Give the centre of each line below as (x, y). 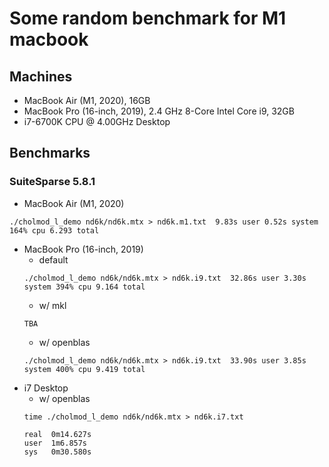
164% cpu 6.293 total (54, 230)
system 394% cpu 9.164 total (84, 287)
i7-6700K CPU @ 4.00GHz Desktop (97, 121)
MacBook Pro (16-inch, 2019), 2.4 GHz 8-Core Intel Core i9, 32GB (159, 111)
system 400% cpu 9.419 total (84, 369)
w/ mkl (52, 305)
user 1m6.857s (55, 443)
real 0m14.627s (57, 434)
